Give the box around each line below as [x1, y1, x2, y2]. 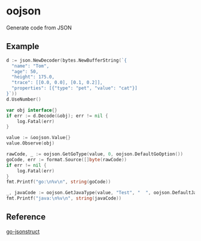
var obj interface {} [6, 107, 58, 113]
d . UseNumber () [6, 96, 42, 103]
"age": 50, [11, 68, 39, 74]
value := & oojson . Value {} [6, 135, 71, 141]
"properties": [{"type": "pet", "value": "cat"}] [11, 85, 138, 91]
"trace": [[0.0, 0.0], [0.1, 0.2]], [11, 80, 103, 86]
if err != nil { [6, 162, 47, 168]
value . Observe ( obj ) [6, 140, 55, 146]
